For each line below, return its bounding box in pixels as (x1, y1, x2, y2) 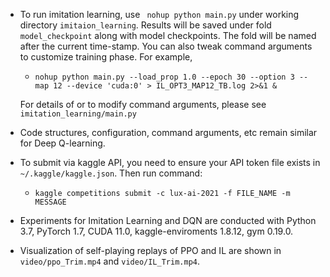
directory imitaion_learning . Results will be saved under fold (19, 19, 272, 31)
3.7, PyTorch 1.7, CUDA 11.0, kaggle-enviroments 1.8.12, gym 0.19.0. (19, 225, 294, 237)
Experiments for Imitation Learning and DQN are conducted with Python (19, 215, 317, 226)
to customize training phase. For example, (19, 51, 193, 63)
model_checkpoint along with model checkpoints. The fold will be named (19, 30, 317, 41)
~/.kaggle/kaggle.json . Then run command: (19, 167, 203, 179)
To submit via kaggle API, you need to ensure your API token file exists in (19, 157, 321, 168)
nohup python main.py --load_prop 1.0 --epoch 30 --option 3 (34, 72, 295, 82)
